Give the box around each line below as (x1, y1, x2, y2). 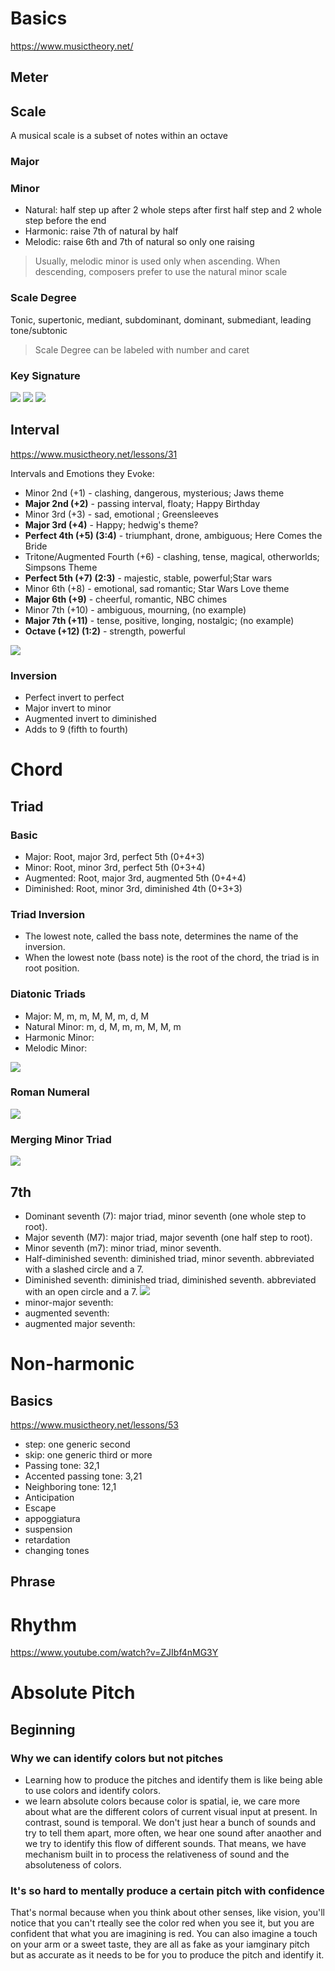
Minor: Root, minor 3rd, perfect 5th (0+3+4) (24, 861, 206, 873)
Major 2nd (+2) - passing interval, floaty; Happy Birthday (24, 497, 261, 509)
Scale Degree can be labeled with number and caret (34, 343, 250, 356)
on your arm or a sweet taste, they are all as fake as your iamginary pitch (10, 1938, 310, 1951)
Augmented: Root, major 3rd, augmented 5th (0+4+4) (24, 872, 247, 884)
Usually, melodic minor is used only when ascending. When (34, 255, 281, 267)
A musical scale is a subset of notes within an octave (10, 130, 228, 142)
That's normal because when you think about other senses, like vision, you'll (10, 1907, 325, 1919)
